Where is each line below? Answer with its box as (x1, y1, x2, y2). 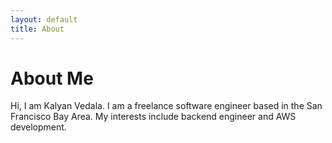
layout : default (10, 14, 78, 25)
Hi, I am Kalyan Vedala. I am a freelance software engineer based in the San (10, 100, 323, 112)
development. (10, 121, 67, 133)
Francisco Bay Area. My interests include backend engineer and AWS (10, 111, 297, 123)
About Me (10, 67, 94, 90)
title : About (10, 24, 65, 34)
